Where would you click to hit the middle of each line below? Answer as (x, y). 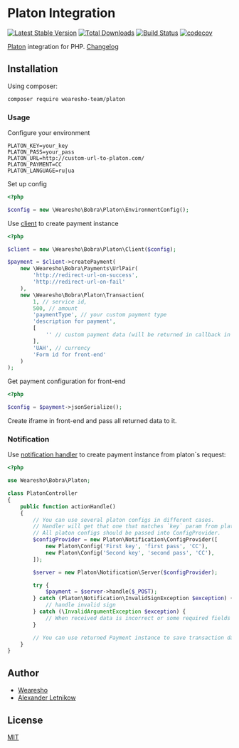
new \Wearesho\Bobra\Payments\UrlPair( (79, 269)
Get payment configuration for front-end (67, 381)
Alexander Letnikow (47, 698)
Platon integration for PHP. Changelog (63, 46)
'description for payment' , (74, 321)
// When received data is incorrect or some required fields (138, 618)
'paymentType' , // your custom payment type (100, 315)
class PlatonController (43, 493)
